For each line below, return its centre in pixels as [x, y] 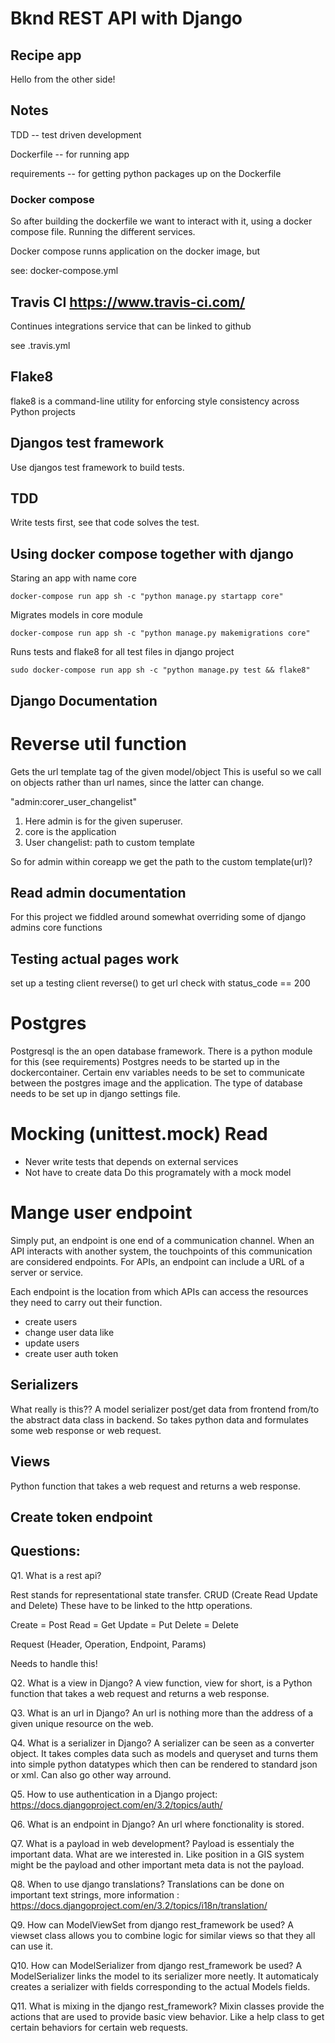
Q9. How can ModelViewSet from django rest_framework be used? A [152, 1924]
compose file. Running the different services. [103, 232]
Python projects [43, 411]
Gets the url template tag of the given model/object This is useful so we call [166, 771]
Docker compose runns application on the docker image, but [135, 251]
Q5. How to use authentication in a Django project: [114, 1794]
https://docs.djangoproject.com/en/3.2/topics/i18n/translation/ [139, 1905]
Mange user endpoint [101, 1213]
